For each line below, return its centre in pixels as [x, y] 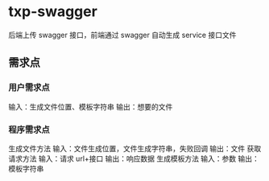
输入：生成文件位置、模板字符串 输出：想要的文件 [91, 106]
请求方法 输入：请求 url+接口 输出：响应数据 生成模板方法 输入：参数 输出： [134, 158]
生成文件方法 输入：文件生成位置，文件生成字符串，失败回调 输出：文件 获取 [135, 148]
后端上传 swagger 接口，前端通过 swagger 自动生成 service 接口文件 [122, 35]
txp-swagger [53, 12]
